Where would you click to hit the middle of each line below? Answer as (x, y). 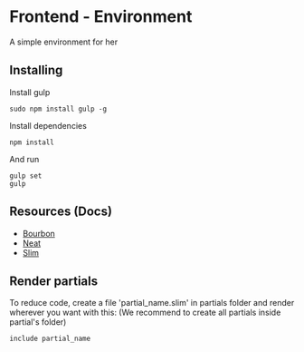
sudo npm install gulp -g (58, 109)
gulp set (26, 176)
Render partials (54, 281)
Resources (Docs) (61, 212)
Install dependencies (48, 125)
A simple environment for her (64, 42)
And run (24, 159)
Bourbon (39, 233)
